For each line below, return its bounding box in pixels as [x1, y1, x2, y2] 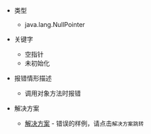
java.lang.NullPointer [24, 21, 85, 28]
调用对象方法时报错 [24, 89, 82, 97]
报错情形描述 [13, 74, 52, 82]
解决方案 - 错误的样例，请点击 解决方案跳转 [24, 119, 144, 128]
